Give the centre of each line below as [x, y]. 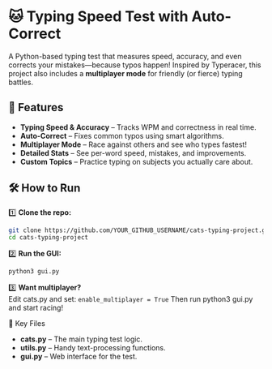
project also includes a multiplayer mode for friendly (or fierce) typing [125, 73]
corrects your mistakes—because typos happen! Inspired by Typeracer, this [135, 65]
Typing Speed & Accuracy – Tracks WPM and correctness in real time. [138, 127]
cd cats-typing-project [49, 238]
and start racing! [36, 308]
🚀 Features [36, 107]
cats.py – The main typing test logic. [81, 339]
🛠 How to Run [45, 189]
